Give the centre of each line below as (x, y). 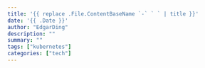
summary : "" (25, 40)
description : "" (31, 34)
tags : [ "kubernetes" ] (40, 47)
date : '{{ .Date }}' (38, 21)
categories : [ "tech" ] (40, 54)
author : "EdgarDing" (38, 27)
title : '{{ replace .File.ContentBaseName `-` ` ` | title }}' (103, 14)
